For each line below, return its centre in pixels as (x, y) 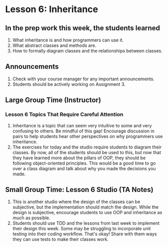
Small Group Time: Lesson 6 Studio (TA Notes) (79, 190)
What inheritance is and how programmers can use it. (68, 40)
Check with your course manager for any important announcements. (83, 79)
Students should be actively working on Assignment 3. (69, 84)
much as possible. (31, 218)
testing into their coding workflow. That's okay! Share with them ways (85, 234)
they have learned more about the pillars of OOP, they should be (79, 158)
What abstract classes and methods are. (54, 45)
